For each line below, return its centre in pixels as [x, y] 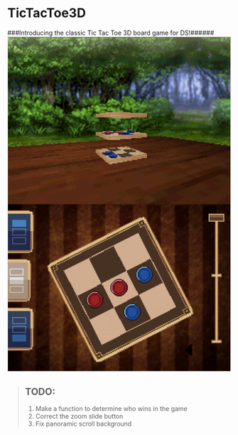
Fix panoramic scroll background [83, 424]
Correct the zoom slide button [79, 417]
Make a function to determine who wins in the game [112, 409]
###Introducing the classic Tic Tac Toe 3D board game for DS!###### [111, 33]
